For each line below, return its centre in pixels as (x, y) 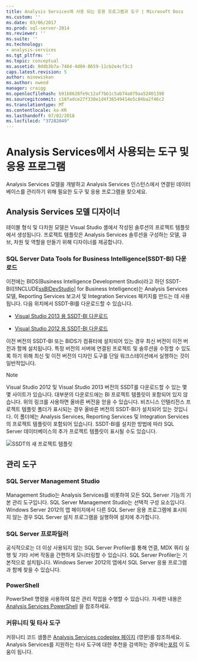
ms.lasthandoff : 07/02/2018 (41, 115)
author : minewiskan (30, 77)
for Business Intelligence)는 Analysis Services (133, 289)
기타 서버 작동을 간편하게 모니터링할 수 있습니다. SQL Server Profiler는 (100, 555)
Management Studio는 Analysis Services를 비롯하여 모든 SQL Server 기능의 (96, 495)
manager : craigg (26, 88)
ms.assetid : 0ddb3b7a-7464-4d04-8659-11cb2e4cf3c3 (69, 66)
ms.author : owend (27, 83)
